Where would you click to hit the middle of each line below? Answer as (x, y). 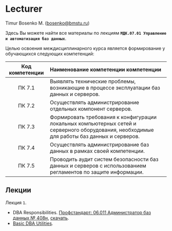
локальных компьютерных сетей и (93, 123)
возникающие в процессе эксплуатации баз (105, 87)
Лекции (18, 190)
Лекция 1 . (16, 202)
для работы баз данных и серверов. (95, 136)
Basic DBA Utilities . (33, 223)
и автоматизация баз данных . (36, 38)
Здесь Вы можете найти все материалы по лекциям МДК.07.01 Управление (86, 33)
